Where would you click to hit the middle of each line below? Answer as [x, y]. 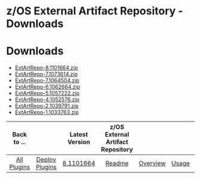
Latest [79, 135]
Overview [152, 163]
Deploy [46, 160]
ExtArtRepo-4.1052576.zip [47, 99]
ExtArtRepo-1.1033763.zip [47, 113]
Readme [117, 163]
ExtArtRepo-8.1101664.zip [46, 68]
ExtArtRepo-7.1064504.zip [47, 81]
